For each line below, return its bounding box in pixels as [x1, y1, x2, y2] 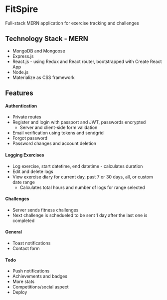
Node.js [12, 69, 29, 75]
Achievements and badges [12, 273, 68, 279]
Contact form [12, 245, 40, 251]
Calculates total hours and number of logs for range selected [19, 184, 146, 190]
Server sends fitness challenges [12, 206, 79, 213]
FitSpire [5, 3, 38, 15]
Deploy [12, 289, 27, 295]
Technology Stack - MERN [5, 34, 88, 43]
